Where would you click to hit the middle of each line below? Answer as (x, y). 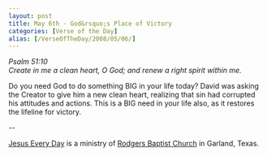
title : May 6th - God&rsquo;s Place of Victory (90, 24)
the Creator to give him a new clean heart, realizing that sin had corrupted (132, 95)
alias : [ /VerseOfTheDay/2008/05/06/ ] (72, 39)
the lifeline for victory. (45, 112)
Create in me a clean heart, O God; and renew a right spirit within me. (125, 71)
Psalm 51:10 (28, 62)
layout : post (30, 16)
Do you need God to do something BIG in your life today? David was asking (134, 86)
